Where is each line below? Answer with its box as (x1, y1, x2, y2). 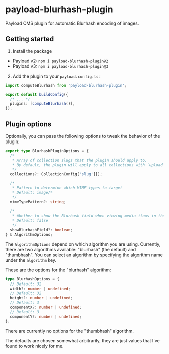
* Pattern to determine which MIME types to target (12, 185, 123, 191)
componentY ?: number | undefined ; (10, 314, 82, 319)
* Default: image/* (12, 190, 53, 195)
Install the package (12, 48, 52, 54)
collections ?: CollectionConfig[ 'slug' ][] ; (10, 172, 102, 177)
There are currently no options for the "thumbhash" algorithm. (5, 328, 134, 334)
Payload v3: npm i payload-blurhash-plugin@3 (12, 63, 109, 69)
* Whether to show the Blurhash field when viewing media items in (12, 213, 156, 219)
